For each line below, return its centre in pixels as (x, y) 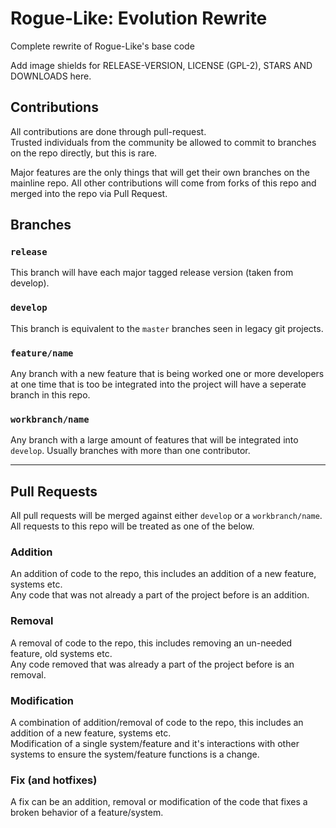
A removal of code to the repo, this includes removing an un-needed (151, 643)
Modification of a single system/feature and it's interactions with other (155, 744)
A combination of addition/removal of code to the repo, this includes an (157, 723)
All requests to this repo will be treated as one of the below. (132, 526)
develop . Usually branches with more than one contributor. (130, 451)
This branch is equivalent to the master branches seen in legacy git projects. (167, 328)
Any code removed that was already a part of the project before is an (152, 664)
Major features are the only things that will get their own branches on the (160, 172)
